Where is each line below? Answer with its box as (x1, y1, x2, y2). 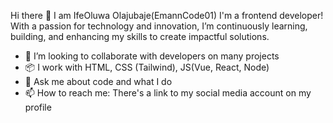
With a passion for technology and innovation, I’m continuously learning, (10, 20, 308, 32)
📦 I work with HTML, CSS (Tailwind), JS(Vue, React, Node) (24, 61, 270, 73)
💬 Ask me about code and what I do (24, 76, 173, 87)
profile (24, 101, 52, 113)
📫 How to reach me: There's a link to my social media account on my (24, 87, 312, 99)
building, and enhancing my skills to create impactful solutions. (10, 31, 270, 42)
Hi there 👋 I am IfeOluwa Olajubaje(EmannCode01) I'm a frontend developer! (10, 10, 324, 21)
